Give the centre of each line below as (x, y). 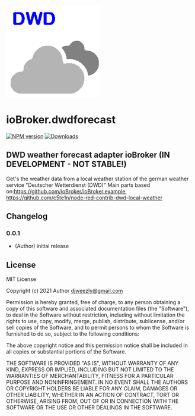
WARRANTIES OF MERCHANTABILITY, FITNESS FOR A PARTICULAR (90, 376)
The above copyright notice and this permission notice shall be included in (97, 345)
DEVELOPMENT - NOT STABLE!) (67, 165)
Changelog (27, 216)
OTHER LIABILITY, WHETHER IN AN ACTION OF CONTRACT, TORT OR (92, 395)
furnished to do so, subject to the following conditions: (73, 334)
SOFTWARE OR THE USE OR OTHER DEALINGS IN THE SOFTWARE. (89, 408)
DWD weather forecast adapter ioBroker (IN (88, 155)
